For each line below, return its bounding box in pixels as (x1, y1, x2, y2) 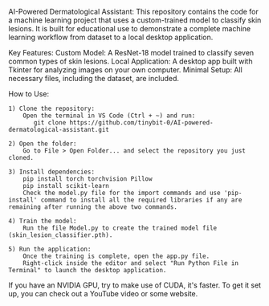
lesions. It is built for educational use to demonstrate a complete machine (8, 24, 251, 33)
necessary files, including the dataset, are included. (8, 74, 179, 83)
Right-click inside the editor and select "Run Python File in (22, 259, 239, 267)
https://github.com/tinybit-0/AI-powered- (69, 119, 214, 127)
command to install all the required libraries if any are (40, 196, 243, 204)
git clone (33, 119, 67, 127)
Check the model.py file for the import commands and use (22, 189, 221, 197)
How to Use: (8, 89, 50, 99)
